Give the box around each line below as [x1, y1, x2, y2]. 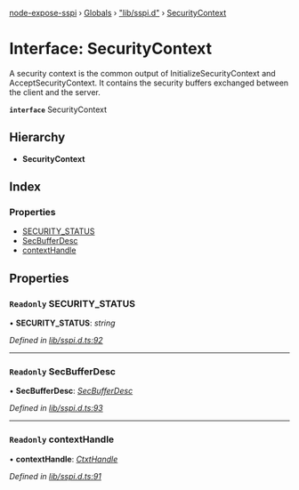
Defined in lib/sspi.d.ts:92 [9, 335, 104, 346]
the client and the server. [9, 86, 101, 97]
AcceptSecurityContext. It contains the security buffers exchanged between [9, 77, 289, 88]
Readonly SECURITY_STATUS [9, 297, 136, 309]
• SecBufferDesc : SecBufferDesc [9, 386, 133, 397]
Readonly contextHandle [9, 433, 115, 446]
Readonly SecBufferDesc [9, 365, 116, 378]
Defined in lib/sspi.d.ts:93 [9, 403, 104, 414]
